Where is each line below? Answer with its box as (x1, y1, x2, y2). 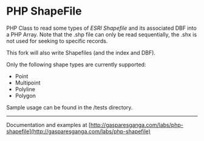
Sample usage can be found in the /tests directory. (6, 103, 133, 111)
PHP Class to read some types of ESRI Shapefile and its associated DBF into (6, 24, 197, 32)
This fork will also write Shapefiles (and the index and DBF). (6, 49, 156, 56)
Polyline (15, 85, 35, 92)
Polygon (15, 92, 36, 99)
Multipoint (15, 79, 41, 86)
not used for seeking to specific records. (6, 37, 108, 44)
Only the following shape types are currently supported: (6, 61, 146, 68)
